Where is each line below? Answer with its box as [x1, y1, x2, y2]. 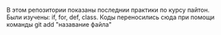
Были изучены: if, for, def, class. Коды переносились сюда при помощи [6, 13, 215, 21]
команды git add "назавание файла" [6, 21, 112, 28]
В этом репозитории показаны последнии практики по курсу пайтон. [6, 6, 210, 14]
